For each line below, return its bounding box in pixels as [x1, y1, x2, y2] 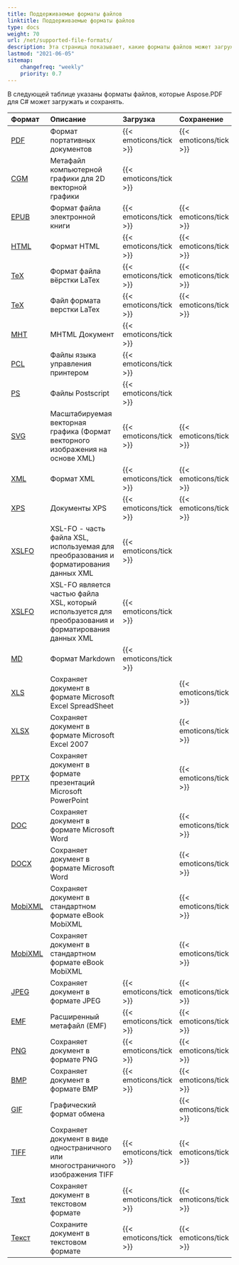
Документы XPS [50, 503, 107, 513]
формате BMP [50, 1084, 98, 1094]
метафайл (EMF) [50, 1021, 107, 1031]
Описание [50, 114, 87, 124]
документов [50, 144, 92, 154]
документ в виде [50, 1134, 109, 1144]
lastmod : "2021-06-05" [7, 51, 75, 58]
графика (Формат [50, 426, 112, 436]
